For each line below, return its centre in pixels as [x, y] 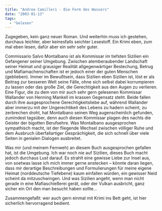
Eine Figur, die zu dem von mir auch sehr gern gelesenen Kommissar [74, 92]
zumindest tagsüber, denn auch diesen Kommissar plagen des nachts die [78, 118]
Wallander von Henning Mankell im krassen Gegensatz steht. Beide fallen [78, 98]
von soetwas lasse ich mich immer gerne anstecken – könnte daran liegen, [79, 163]
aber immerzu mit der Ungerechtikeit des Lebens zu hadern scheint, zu [76, 108]
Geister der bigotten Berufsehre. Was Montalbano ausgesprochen [71, 123]
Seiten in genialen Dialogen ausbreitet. [43, 139]
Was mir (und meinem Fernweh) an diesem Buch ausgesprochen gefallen [78, 148]
